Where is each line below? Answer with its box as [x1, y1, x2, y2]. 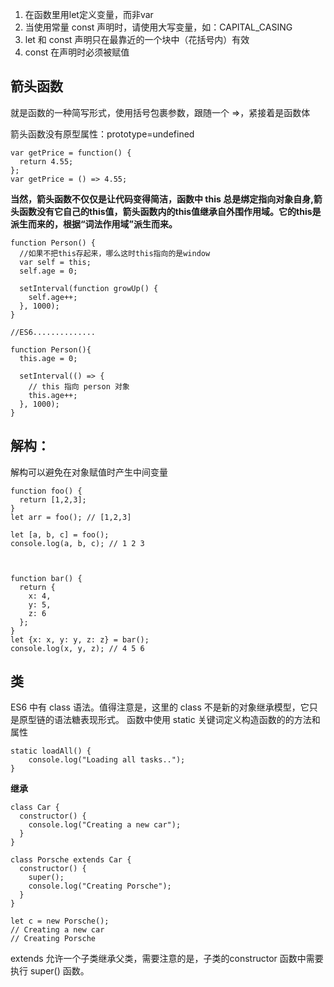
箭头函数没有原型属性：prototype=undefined [10, 128, 195, 140]
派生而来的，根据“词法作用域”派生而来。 [10, 218, 178, 230]
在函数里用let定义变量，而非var [24, 9, 154, 20]
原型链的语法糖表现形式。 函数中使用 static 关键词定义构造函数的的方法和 [18, 714, 321, 726]
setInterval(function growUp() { [19, 283, 159, 293]
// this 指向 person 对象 [28, 381, 130, 392]
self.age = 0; [19, 266, 78, 276]
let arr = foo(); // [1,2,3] [10, 512, 132, 522]
